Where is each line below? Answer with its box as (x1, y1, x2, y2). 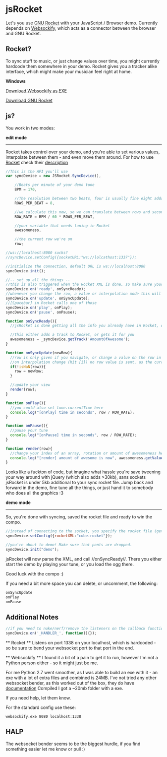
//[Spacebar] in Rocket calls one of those (5, 300, 97, 306)
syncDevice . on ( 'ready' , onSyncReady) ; (5, 287, 86, 292)
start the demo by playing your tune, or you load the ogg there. (5, 561, 134, 567)
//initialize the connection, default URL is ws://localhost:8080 (5, 264, 146, 269)
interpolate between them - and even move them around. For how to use (5, 154, 154, 160)
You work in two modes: (5, 125, 55, 131)
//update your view (10, 382, 51, 387)
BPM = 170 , (14, 187, 37, 192)
